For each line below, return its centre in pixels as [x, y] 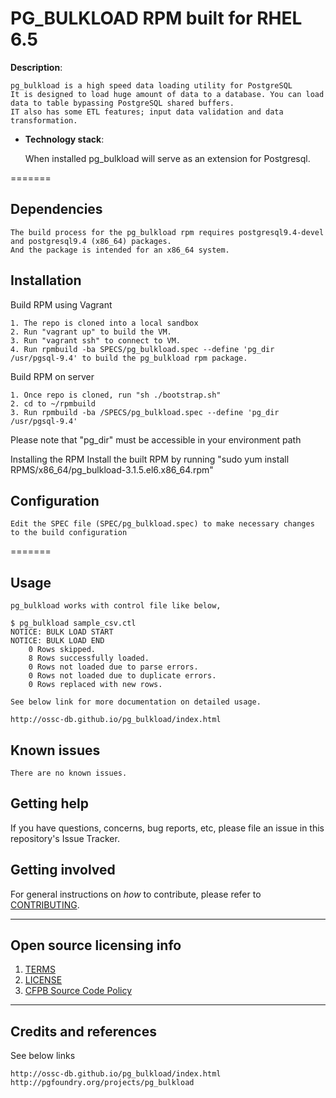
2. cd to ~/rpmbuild [53, 403]
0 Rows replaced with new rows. [95, 685]
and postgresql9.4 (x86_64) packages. [91, 241]
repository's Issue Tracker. [65, 838]
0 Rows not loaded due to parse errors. [113, 667]
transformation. [44, 120]
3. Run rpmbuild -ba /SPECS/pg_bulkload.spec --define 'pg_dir [145, 412]
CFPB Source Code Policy [78, 991]
